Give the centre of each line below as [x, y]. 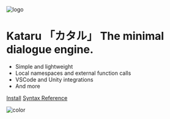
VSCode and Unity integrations [54, 79]
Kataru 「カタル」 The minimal [85, 36]
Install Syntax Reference [37, 98]
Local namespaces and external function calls [73, 73]
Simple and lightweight [44, 66]
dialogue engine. [50, 50]
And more [28, 86]
